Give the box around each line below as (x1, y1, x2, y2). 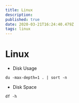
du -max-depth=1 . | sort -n (5, 75, 67, 81)
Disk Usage (12, 65, 37, 71)
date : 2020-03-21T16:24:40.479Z (5, 21, 74, 27)
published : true (5, 17, 40, 22)
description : (5, 12, 33, 17)
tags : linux (5, 27, 31, 32)
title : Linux (5, 7, 33, 13)
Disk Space (12, 84, 37, 90)
